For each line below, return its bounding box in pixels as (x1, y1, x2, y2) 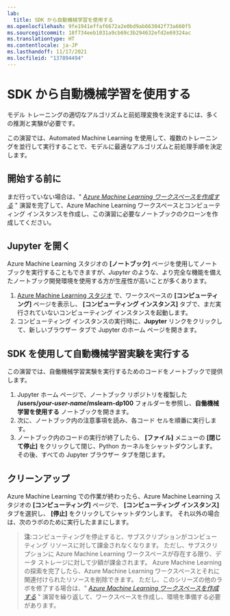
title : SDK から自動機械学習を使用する (13, 16, 114, 23)
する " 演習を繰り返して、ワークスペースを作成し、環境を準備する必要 (23, 592, 221, 601)
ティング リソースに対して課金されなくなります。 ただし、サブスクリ (23, 540, 218, 549)
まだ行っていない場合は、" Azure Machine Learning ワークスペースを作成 (7, 192, 214, 201)
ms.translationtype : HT (7, 36, 75, 43)
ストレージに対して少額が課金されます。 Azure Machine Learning (37, 558, 222, 567)
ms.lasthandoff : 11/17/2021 (7, 49, 88, 56)
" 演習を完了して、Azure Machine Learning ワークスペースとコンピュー (14, 201, 215, 209)
